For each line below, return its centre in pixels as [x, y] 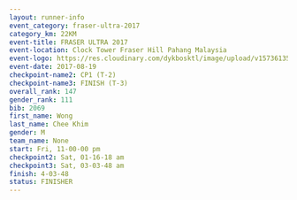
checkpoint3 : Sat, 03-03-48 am [67, 165]
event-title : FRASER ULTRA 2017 [69, 42]
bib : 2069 [27, 108]
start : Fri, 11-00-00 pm [55, 149]
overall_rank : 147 [43, 91]
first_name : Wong [41, 116]
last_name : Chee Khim [49, 125]
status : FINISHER [41, 182]
